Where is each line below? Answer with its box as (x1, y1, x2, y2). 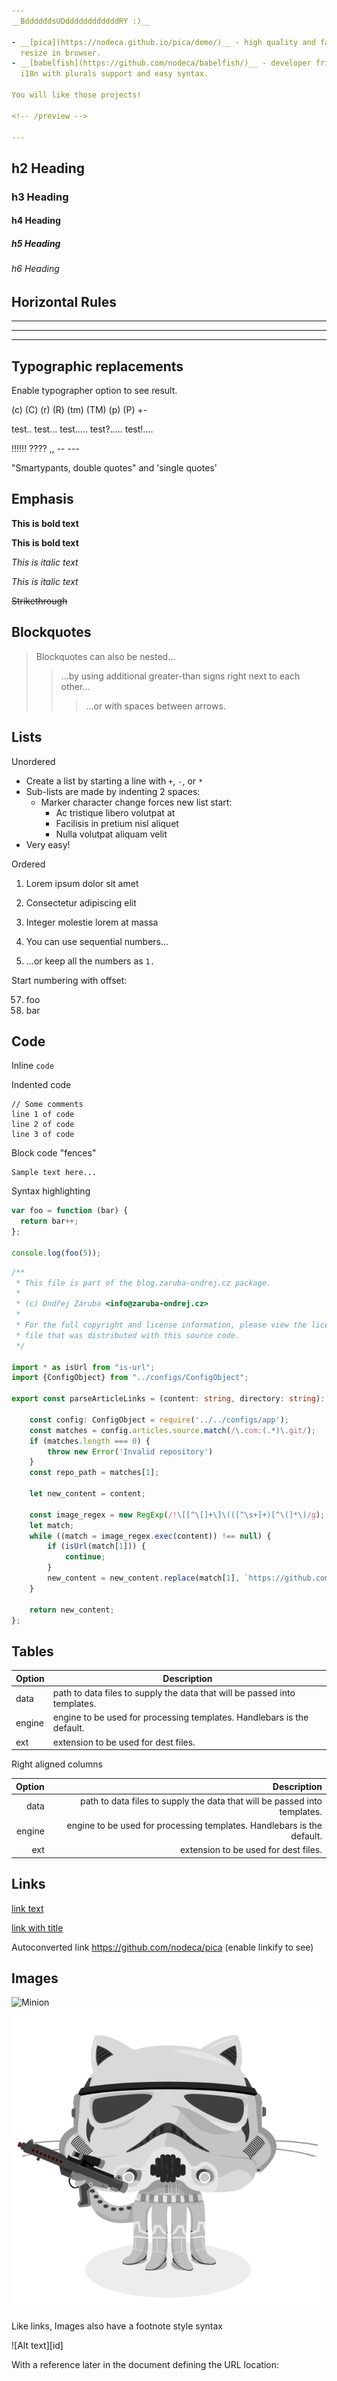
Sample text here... (11, 1168, 98, 1178)
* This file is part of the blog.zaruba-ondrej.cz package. (15, 1278, 272, 1288)
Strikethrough (11, 595, 68, 607)
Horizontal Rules (11, 293, 117, 310)
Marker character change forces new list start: (40, 796, 233, 808)
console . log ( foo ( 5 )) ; (11, 1248, 102, 1258)
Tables (11, 1643, 54, 1660)
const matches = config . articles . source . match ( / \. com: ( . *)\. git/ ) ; (29, 1425, 316, 1435)
